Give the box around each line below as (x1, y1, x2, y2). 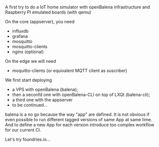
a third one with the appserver (12, 97, 73, 103)
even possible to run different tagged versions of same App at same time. (5, 117, 152, 122)
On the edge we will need (5, 58, 56, 64)
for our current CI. (5, 127, 41, 133)
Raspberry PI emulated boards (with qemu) (5, 9, 91, 15)
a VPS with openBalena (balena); (12, 87, 78, 92)
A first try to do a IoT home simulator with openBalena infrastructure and (5, 4, 150, 10)
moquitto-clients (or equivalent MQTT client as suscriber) (12, 68, 127, 73)
